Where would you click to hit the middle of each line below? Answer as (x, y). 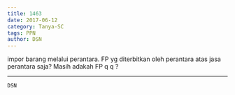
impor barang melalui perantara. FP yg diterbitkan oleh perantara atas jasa (114, 59)
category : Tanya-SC (36, 26)
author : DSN (24, 40)
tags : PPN (22, 33)
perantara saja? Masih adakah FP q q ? (63, 67)
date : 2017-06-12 (33, 20)
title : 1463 (24, 14)
